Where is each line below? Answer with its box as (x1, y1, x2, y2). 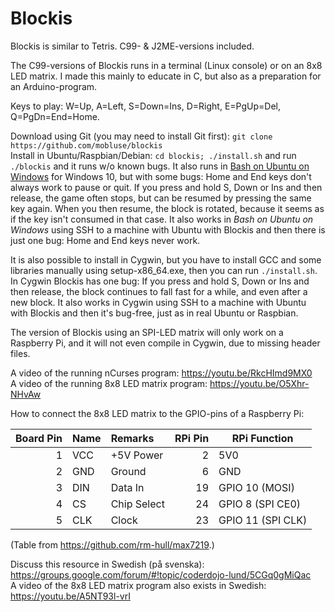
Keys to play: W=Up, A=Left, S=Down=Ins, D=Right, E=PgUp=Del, (10, 100, 281, 112)
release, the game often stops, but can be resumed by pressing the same (10, 192, 312, 204)
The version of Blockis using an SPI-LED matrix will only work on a (10, 326, 284, 338)
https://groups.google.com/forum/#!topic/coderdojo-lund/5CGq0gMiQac (10, 568, 312, 581)
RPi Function (231, 431, 294, 445)
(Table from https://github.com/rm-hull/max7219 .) (10, 538, 215, 551)
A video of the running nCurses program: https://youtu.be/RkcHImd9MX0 (10, 367, 313, 379)
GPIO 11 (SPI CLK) (218, 513, 308, 527)
